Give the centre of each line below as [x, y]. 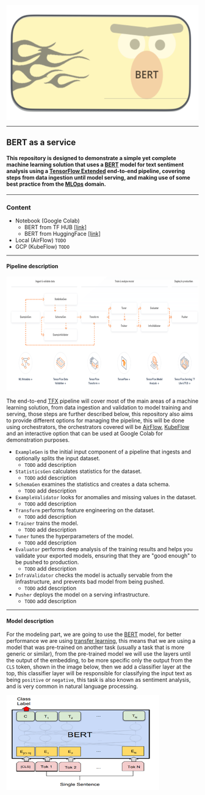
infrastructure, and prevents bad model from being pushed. [90, 582]
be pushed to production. [47, 562]
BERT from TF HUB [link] [56, 227]
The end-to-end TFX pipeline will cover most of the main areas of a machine [103, 401]
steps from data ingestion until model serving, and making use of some [98, 177]
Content [19, 207]
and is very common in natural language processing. [72, 686]
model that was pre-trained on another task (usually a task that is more [95, 647]
